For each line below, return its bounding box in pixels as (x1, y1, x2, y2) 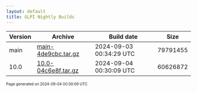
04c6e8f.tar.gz (37, 66, 79, 75)
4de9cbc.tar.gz (37, 49, 80, 58)
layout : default (6, 8, 46, 15)
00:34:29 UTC (94, 49, 135, 58)
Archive (52, 33, 74, 41)
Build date (108, 33, 138, 41)
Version (9, 33, 32, 41)
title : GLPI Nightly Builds (6, 14, 75, 20)
